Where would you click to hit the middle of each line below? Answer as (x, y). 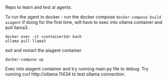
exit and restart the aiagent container (43, 50)
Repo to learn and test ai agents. (39, 7)
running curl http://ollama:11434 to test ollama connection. (65, 74)
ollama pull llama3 (26, 41)
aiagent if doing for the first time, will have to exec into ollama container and (84, 22)
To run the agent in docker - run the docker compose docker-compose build (83, 17)
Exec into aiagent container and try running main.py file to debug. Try (77, 69)
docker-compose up (24, 59)
